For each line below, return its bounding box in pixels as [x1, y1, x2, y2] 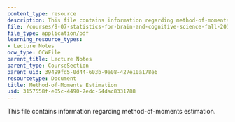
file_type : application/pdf [7, 29, 90, 37]
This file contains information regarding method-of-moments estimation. [7, 107, 216, 116]
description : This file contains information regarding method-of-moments [7, 17, 230, 24]
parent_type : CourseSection [7, 62, 90, 69]
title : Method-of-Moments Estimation [7, 82, 117, 89]
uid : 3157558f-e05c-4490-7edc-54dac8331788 [7, 88, 136, 95]
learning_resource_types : [7, 36, 83, 43]
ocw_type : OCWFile [7, 49, 61, 56]
